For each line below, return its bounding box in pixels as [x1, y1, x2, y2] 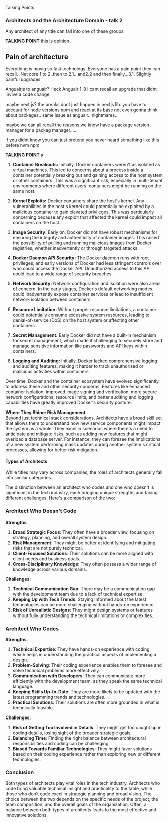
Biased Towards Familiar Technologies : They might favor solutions [12, 746, 152, 752]
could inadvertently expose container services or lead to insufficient [12, 291, 153, 297]
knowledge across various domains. [12, 566, 87, 572]
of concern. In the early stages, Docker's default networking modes [12, 286, 153, 292]
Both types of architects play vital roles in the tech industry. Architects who [5, 780, 160, 786]
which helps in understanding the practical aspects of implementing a [12, 651, 157, 657]
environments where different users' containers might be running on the [12, 183, 161, 189]
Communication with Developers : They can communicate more [12, 673, 145, 679]
